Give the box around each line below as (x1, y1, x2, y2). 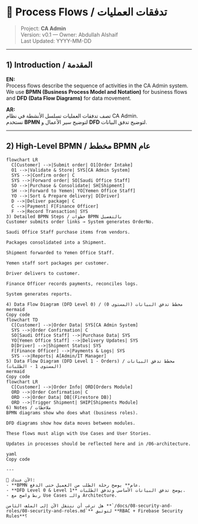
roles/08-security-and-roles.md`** (6, 507, 94, 514)
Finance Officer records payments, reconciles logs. (6, 280, 138, 287)
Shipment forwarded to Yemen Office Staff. (6, 250, 115, 256)
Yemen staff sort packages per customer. (6, 260, 110, 266)
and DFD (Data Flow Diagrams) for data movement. (6, 94, 131, 101)
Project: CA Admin (20, 25, 67, 32)
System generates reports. (6, 291, 72, 297)
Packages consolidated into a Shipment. (6, 239, 107, 245)
